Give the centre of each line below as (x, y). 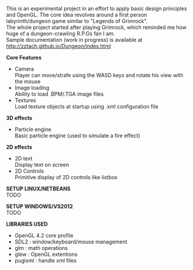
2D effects (19, 147)
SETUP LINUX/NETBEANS (38, 189)
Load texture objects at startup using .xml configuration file (86, 106)
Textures (25, 100)
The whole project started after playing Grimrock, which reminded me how (96, 27)
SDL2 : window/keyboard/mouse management (71, 242)
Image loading (32, 88)
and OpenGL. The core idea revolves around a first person (77, 15)
